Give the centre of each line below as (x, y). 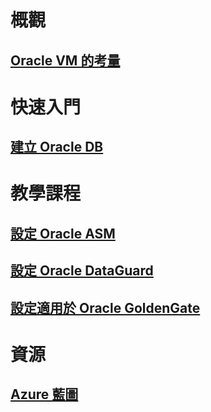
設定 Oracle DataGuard (82, 271)
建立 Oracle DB (57, 147)
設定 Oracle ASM (63, 233)
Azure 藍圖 (44, 394)
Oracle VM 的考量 (65, 60)
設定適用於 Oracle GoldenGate (105, 307)
